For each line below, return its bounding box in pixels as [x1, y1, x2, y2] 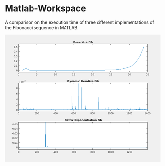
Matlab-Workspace [5, 3, 86, 14]
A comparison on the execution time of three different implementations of [5, 19, 154, 25]
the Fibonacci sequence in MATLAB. [5, 24, 79, 30]
